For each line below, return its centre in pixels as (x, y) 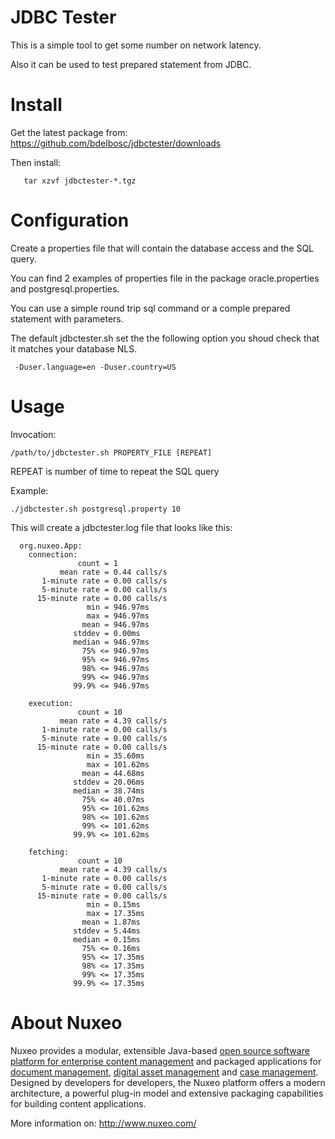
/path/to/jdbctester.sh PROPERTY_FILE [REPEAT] (111, 452)
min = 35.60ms (115, 756)
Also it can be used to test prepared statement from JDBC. (131, 64)
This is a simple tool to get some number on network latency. (136, 45)
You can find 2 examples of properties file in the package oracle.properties (165, 278)
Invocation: (33, 434)
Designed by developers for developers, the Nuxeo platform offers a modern (168, 1082)
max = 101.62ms (118, 764)
